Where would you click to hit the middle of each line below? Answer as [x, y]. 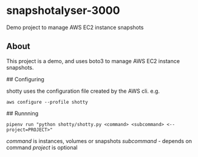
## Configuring [25, 79]
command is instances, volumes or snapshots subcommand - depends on [99, 141]
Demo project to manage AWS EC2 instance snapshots [75, 27]
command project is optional [42, 147]
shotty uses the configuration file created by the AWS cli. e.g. [83, 91]
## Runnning [22, 113]
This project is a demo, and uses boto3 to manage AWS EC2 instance [93, 61]
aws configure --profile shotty [47, 102]
